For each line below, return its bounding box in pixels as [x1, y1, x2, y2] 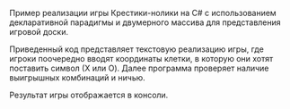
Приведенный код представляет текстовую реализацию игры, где [9, 44, 265, 54]
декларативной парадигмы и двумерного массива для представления [9, 17, 281, 28]
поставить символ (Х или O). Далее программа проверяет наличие [9, 63, 269, 73]
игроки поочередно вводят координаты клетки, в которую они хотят [9, 54, 274, 63]
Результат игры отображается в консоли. [9, 89, 169, 100]
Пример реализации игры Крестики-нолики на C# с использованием [9, 8, 277, 18]
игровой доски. [9, 27, 69, 37]
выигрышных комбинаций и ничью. [9, 72, 145, 83]
